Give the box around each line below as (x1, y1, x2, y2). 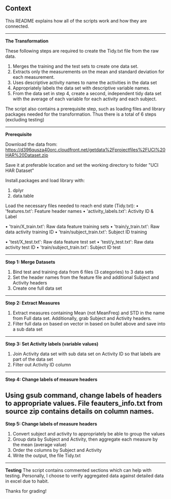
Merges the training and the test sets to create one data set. (12, 63, 138, 69)
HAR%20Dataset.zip (5, 152, 48, 158)
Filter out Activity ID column (12, 361, 71, 367)
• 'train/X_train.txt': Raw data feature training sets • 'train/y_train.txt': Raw (5, 223, 160, 229)
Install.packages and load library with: (5, 177, 85, 183)
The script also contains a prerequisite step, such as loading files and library (5, 105, 165, 112)
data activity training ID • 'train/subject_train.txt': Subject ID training (5, 229, 148, 235)
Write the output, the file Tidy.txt (12, 452, 81, 459)
